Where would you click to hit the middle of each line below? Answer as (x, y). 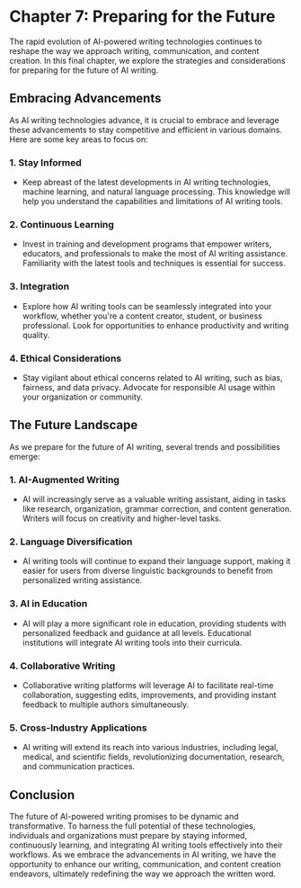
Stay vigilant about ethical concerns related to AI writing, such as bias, (152, 377)
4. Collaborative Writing (62, 666)
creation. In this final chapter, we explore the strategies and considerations (147, 60)
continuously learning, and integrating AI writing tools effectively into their (146, 845)
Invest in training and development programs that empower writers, (147, 244)
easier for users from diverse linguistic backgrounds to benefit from (148, 571)
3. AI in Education (49, 604)
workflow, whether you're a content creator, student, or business (142, 316)
